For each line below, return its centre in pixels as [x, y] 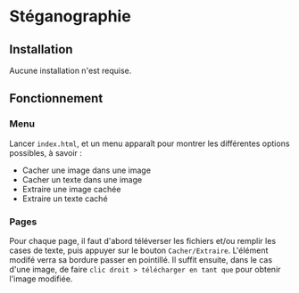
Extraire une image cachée [71, 189]
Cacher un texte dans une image [82, 179]
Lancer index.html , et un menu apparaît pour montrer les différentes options [149, 143]
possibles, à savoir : [46, 152]
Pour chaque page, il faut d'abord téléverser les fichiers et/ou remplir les [143, 240]
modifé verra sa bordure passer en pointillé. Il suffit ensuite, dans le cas [141, 259]
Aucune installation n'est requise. [71, 70]
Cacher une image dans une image [87, 170]
